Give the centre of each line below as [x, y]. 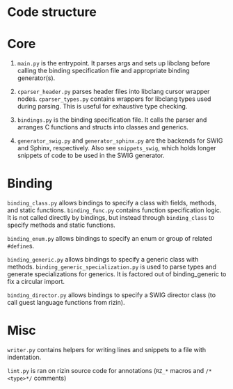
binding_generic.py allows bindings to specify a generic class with [103, 260]
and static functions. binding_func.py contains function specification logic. [114, 210]
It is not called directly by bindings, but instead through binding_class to [111, 218]
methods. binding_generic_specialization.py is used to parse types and [112, 267]
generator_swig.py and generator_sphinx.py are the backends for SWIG [120, 141]
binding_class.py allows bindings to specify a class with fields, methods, [112, 203]
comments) [50, 378]
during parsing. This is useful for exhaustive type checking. [102, 106]
